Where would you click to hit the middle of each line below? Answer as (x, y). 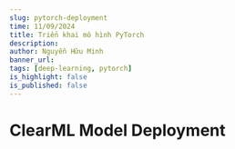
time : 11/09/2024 (42, 26)
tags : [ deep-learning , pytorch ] (71, 69)
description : (34, 43)
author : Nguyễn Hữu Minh (56, 52)
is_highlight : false (49, 77)
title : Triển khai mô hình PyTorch (77, 35)
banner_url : (32, 60)
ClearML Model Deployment (117, 130)
